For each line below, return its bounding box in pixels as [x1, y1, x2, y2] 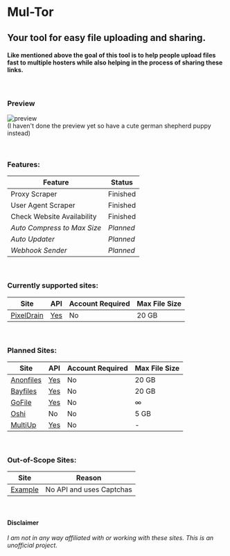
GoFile [10, 397, 33, 407]
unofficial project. [7, 541, 57, 550]
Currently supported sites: [7, 281, 99, 290]
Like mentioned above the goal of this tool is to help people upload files [7, 51, 216, 60]
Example [10, 485, 39, 494]
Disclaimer [7, 518, 39, 527]
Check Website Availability [10, 212, 97, 222]
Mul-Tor [7, 4, 54, 20]
